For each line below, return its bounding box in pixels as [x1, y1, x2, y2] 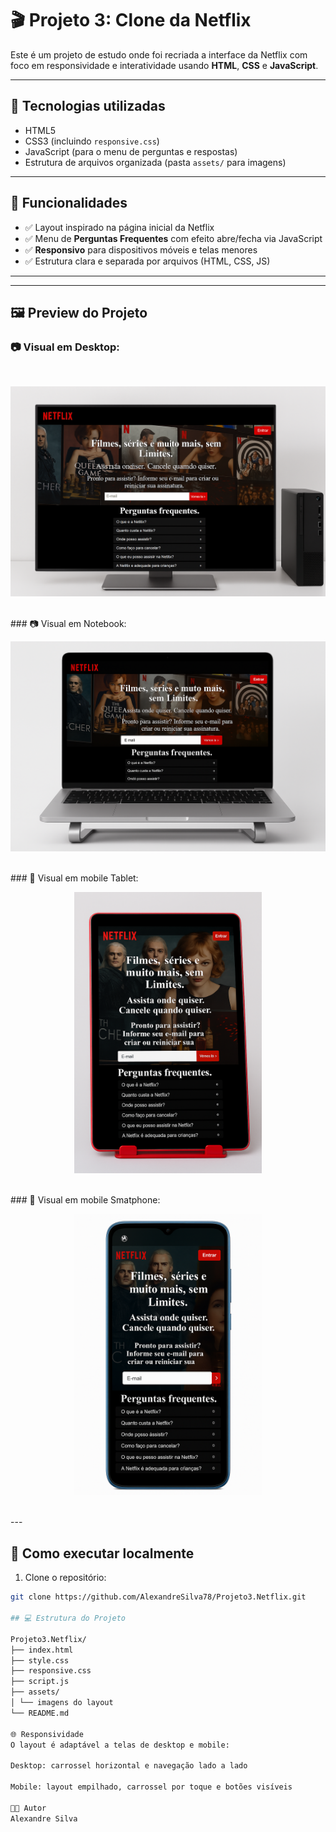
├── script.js [10, 1677, 70, 1687]
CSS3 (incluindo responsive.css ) [24, 135, 160, 147]
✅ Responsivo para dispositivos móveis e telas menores [24, 243, 258, 256]
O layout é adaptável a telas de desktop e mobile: [10, 1740, 230, 1750]
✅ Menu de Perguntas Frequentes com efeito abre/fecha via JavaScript [24, 232, 323, 244]
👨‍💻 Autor [10, 1803, 47, 1813]
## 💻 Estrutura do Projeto [10, 1613, 127, 1624]
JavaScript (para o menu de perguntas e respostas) [24, 145, 238, 157]
